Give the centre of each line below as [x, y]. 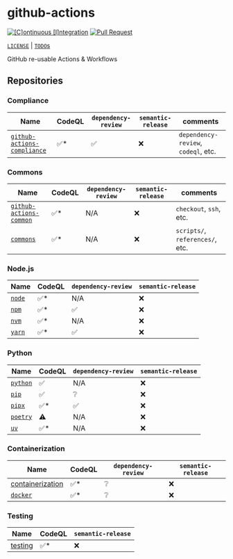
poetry [21, 416]
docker [21, 495]
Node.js [21, 268]
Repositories [35, 81]
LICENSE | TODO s [29, 45]
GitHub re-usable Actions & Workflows [62, 59]
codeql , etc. [198, 151]
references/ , [196, 239]
